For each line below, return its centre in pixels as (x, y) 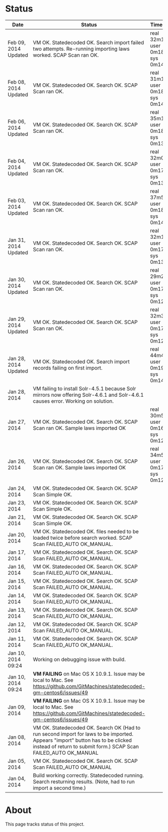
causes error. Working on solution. (73, 401)
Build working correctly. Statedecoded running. (88, 775)
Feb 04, (17, 161)
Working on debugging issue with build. (79, 659)
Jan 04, (17, 778)
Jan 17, (17, 552)
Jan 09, (17, 707)
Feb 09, (17, 42)
